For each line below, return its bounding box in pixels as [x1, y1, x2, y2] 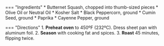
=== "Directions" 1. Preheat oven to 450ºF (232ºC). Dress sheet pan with [5, 24, 157, 30]
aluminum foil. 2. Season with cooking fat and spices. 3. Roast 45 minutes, [5, 30, 160, 35]
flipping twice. [5, 35, 35, 41]
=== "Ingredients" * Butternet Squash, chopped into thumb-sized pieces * [5, 4, 158, 10]
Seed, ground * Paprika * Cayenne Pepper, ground [5, 15, 109, 20]
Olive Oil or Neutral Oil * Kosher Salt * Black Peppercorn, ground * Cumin [5, 9, 156, 15]
